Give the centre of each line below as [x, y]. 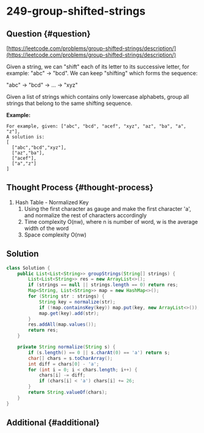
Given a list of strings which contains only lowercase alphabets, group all [98, 97]
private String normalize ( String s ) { [66, 347]
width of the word [46, 228]
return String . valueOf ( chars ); [68, 392]
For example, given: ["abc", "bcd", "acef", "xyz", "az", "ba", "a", [97, 126]
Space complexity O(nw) [55, 234]
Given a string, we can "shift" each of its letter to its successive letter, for [98, 66]
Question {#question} [49, 34]
